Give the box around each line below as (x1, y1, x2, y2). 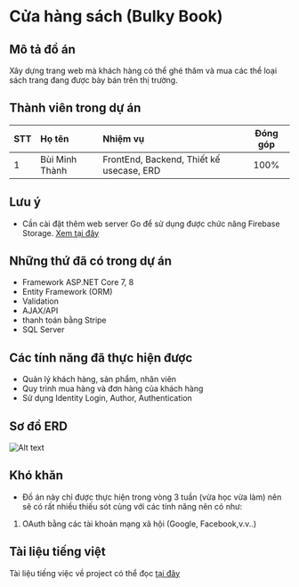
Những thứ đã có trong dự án (9, 254, 172, 269)
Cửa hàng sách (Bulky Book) (9, 6, 223, 27)
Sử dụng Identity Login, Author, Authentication (21, 393, 193, 404)
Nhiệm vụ (102, 132, 145, 144)
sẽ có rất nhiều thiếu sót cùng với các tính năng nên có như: (21, 501, 243, 511)
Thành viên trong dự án (9, 101, 141, 116)
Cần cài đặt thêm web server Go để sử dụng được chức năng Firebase (21, 218, 280, 229)
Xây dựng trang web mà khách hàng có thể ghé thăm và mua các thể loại (9, 65, 278, 76)
